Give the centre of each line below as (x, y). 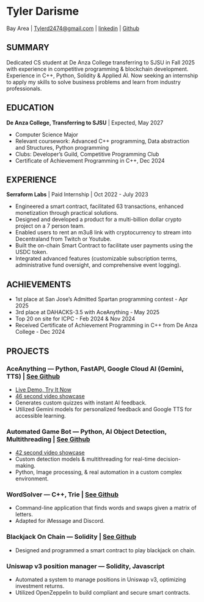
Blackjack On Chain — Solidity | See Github (71, 537)
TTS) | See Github (33, 376)
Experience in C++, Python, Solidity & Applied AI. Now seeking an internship (102, 75)
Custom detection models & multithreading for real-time (85, 459)
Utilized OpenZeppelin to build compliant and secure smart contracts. (103, 593)
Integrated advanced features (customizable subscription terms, (96, 258)
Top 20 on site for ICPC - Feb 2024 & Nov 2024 (75, 319)
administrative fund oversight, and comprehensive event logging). (98, 265)
